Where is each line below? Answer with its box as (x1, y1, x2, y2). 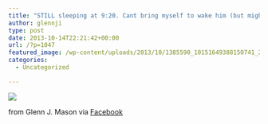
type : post (8, 26, 45, 34)
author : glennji (8, 19, 62, 27)
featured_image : (8, 48, 62, 56)
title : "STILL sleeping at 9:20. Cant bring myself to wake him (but (8, 11, 245, 20)
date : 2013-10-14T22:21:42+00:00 (8, 33, 120, 42)
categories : (8, 56, 48, 64)
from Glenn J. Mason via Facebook (8, 107, 124, 116)
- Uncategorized (15, 64, 69, 72)
